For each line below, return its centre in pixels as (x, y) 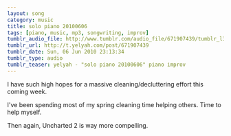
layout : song (26, 13)
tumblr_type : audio (35, 58)
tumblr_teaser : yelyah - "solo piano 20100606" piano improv (97, 65)
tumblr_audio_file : (35, 39)
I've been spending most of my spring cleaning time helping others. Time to (114, 104)
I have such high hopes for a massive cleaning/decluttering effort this (106, 84)
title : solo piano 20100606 (47, 26)
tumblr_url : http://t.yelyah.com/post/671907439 (78, 45)
